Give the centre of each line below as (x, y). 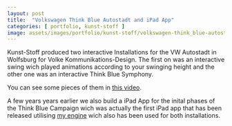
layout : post (26, 13)
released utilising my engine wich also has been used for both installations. (114, 116)
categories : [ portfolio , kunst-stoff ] (66, 26)
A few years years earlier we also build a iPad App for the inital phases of (111, 101)
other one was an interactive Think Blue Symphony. (80, 74)
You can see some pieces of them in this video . (75, 87)
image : (17, 33)
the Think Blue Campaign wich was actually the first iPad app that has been (115, 108)
